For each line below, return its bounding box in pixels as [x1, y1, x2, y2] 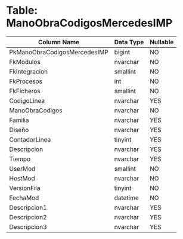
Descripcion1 [9, 203, 47, 212]
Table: [6, 4, 38, 17]
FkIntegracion [9, 67, 48, 75]
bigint [114, 48, 130, 56]
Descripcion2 [9, 213, 47, 221]
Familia [9, 116, 29, 124]
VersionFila [9, 183, 41, 192]
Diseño [9, 125, 29, 134]
